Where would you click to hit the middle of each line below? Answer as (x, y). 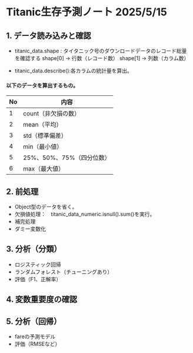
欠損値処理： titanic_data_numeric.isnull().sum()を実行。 (85, 214)
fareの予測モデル (35, 337)
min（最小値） (43, 146)
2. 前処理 (22, 192)
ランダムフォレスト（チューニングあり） (64, 272)
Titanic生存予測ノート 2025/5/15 (87, 12)
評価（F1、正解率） (38, 279)
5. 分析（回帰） (34, 321)
